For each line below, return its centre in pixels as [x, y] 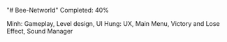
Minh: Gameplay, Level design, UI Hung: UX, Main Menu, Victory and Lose [113, 23]
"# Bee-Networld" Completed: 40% [58, 10]
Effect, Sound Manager [40, 31]
